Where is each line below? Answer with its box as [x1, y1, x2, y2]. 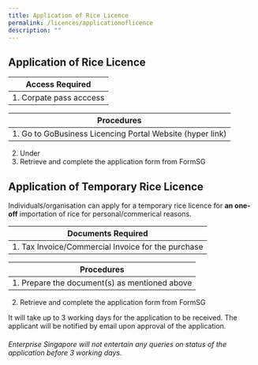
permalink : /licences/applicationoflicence [8, 19, 154, 27]
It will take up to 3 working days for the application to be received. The [8, 313, 238, 322]
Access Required [25, 79, 92, 90]
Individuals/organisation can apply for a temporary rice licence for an [8, 201, 234, 210]
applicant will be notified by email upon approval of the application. [8, 322, 226, 330]
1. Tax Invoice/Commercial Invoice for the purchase [12, 242, 204, 252]
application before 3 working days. [8, 348, 122, 357]
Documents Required [66, 228, 148, 239]
